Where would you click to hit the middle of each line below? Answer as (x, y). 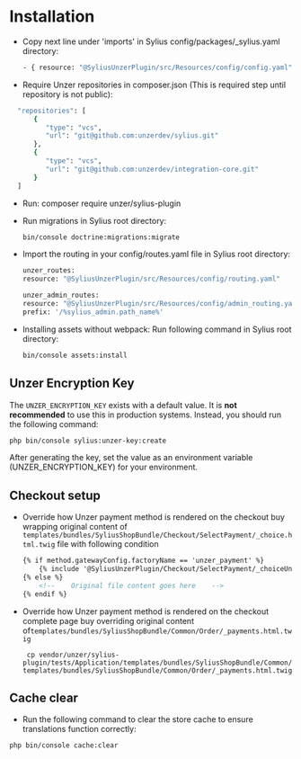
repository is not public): (67, 94)
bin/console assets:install (75, 355)
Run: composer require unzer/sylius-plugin (102, 203)
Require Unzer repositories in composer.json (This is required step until (154, 85)
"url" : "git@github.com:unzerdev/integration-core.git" (152, 169)
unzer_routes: (49, 271)
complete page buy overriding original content (108, 621)
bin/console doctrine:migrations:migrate (101, 237)
